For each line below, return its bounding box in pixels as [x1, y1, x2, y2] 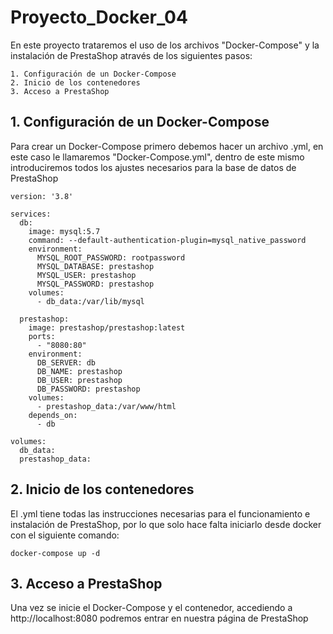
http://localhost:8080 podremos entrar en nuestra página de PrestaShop [10, 612, 309, 625]
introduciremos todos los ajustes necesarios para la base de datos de [10, 161, 297, 173]
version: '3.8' [10, 191, 74, 201]
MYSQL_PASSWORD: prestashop [36, 279, 155, 289]
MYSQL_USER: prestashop [36, 270, 137, 280]
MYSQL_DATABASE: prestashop [36, 261, 155, 271]
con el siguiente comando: [10, 529, 120, 541]
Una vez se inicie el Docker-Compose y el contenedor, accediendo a [10, 602, 293, 614]
